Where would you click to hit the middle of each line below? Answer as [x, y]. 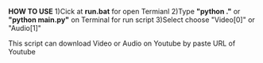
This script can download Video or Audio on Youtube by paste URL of [122, 43]
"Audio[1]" [25, 28]
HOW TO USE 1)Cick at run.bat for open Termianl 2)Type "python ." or [124, 11]
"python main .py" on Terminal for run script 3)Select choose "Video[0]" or [132, 20]
